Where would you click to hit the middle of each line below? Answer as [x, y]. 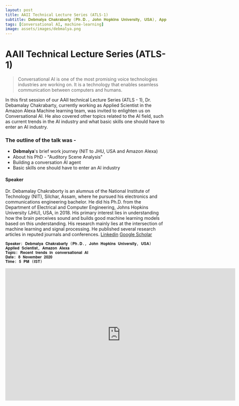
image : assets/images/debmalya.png [43, 29]
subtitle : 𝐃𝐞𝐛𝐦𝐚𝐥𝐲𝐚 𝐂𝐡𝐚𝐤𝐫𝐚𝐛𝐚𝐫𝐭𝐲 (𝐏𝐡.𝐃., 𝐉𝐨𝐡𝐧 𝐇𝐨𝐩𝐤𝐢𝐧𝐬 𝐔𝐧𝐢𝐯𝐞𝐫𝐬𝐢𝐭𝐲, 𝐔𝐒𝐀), [81, 19]
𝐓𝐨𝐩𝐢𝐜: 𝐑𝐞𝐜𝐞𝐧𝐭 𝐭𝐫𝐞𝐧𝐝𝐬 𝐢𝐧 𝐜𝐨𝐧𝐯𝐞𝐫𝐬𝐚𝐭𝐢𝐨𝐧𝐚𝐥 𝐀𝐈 [47, 252]
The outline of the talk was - [41, 140]
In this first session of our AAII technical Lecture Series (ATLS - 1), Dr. [78, 100]
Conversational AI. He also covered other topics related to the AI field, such [85, 116]
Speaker [15, 180]
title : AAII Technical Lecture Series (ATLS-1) [57, 15]
